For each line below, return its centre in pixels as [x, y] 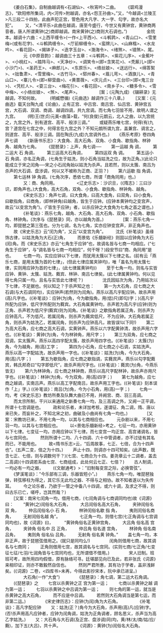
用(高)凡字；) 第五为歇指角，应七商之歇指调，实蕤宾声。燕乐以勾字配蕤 [80, 359]
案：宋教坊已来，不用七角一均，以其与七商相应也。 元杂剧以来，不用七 [80, 419]
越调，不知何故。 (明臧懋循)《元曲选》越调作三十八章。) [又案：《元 [81, 98]
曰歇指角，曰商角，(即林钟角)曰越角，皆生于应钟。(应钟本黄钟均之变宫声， [80, 201]
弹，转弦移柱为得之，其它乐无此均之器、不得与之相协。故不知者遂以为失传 [79, 480]
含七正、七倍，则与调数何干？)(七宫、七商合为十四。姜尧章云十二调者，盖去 [81, 456]
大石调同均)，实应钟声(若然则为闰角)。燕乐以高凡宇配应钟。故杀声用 [88, 292]
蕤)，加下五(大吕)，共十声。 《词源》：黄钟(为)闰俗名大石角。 [74, 625]
